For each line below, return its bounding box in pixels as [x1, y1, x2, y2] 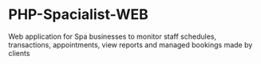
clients [8, 48, 30, 58]
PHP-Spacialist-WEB [8, 6, 149, 24]
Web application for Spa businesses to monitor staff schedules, [8, 32, 217, 41]
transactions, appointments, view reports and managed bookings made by [8, 40, 253, 49]
